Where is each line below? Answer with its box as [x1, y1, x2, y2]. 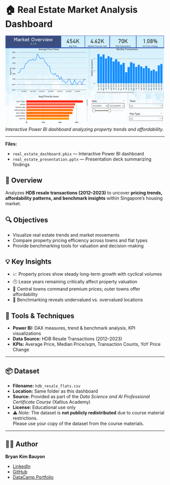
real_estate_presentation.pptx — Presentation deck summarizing [12, 156, 152, 162]
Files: [5, 141, 17, 147]
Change [12, 346, 29, 353]
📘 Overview [5, 176, 42, 185]
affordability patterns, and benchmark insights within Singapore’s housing [5, 195, 163, 201]
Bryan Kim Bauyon [5, 453, 46, 460]
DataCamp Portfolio [12, 474, 54, 480]
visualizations [12, 331, 41, 337]
